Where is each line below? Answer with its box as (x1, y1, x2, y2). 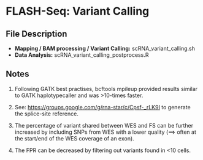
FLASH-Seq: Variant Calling (6, 4, 150, 18)
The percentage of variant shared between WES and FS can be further (14, 122, 194, 129)
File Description (6, 29, 67, 39)
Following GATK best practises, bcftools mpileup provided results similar (14, 85, 197, 92)
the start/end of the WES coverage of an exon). (14, 134, 134, 142)
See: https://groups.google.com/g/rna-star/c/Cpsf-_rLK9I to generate (14, 103, 191, 111)
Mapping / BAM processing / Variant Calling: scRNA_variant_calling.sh (14, 45, 196, 52)
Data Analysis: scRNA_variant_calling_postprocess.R (14, 51, 149, 59)
